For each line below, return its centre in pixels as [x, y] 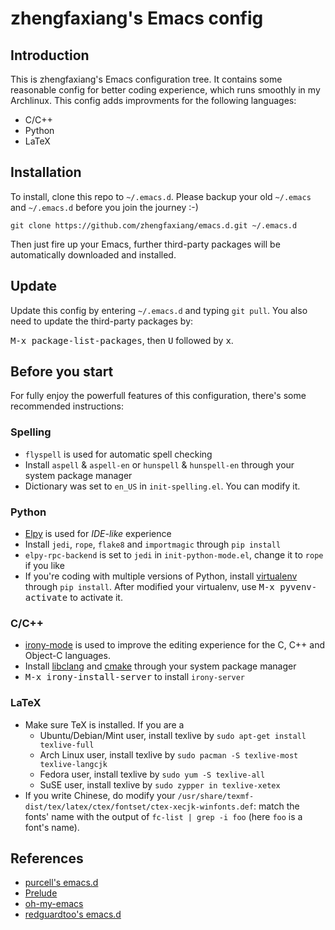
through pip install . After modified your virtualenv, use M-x [149, 587]
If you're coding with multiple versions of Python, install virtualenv [161, 576]
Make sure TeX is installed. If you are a [104, 724]
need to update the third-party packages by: [102, 321]
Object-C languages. [67, 656]
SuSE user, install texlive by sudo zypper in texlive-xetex [160, 784]
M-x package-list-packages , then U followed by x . [122, 340]
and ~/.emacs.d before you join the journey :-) [104, 207]
